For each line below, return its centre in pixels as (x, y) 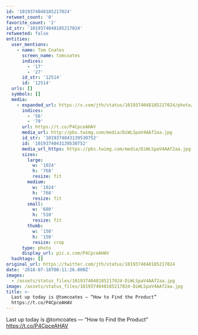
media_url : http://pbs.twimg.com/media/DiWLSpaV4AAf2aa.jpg (97, 133)
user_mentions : (30, 45)
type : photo (36, 248)
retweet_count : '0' (30, 17)
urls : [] (22, 89)
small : (35, 204)
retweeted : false (27, 34)
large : (35, 160)
